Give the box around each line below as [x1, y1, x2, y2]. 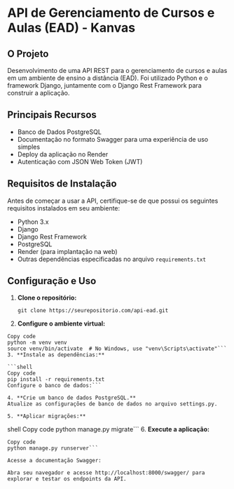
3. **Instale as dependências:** [7, 351, 105, 359]
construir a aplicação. [7, 89, 70, 97]
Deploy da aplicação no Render [17, 149, 109, 159]
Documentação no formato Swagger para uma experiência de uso [17, 135, 209, 143]
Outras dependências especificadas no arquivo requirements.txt [17, 255, 207, 263]
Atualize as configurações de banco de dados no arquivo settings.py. [7, 401, 218, 408]
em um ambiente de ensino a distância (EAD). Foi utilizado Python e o [7, 74, 208, 82]
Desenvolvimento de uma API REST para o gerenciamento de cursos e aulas [7, 67, 228, 74]
